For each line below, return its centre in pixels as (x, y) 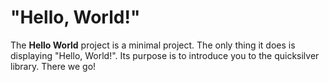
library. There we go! (53, 66)
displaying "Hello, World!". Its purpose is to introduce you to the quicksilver (165, 55)
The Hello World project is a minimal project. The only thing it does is (153, 45)
